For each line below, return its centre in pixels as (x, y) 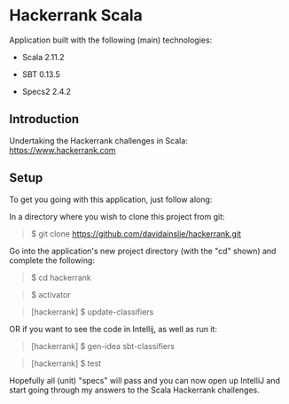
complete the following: (52, 260)
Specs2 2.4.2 (47, 91)
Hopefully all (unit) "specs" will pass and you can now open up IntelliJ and (145, 380)
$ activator (51, 294)
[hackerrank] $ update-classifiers (92, 312)
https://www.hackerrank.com (62, 150)
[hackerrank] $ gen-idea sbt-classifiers (103, 346)
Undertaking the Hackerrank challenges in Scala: (98, 140)
